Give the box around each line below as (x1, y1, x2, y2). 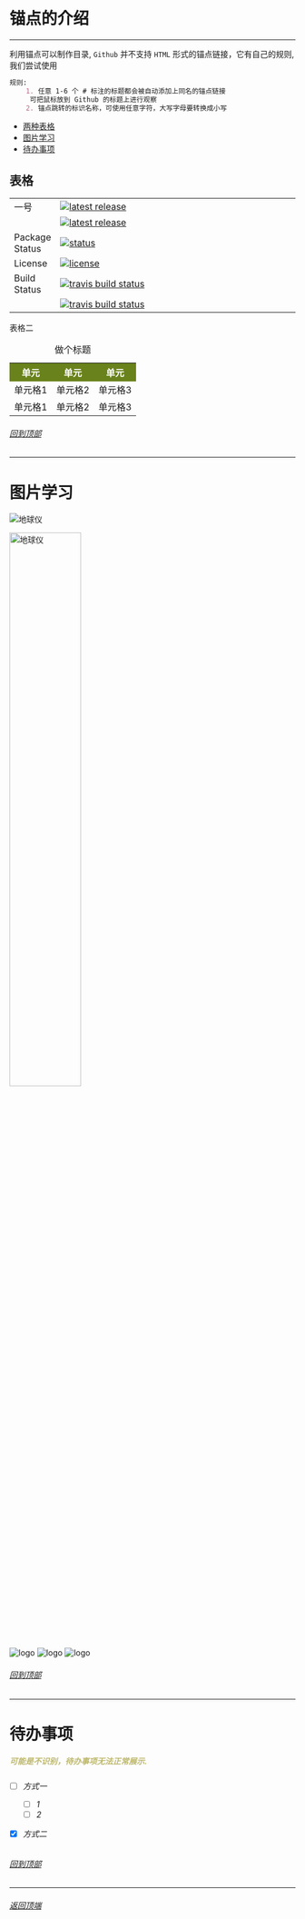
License (14, 257, 48, 270)
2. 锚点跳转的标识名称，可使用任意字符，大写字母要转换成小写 (25, 104, 228, 113)
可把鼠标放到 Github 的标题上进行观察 (29, 94, 157, 104)
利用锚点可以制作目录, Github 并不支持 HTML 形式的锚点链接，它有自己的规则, (9, 48, 295, 59)
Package (14, 231, 52, 244)
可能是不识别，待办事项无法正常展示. (9, 1755, 148, 1767)
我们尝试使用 (9, 60, 57, 71)
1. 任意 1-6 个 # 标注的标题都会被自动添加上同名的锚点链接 (25, 86, 226, 95)
